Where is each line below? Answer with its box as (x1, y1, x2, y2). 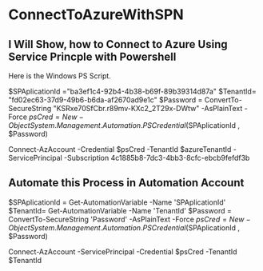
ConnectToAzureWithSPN (8, 6, 184, 24)
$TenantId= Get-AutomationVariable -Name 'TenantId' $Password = (8, 205, 232, 215)
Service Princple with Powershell (8, 50, 177, 63)
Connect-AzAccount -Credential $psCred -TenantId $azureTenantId (8, 145, 232, 153)
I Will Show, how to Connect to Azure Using (8, 38, 228, 51)
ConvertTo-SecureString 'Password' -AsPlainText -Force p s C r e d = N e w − (8, 214, 251, 224)
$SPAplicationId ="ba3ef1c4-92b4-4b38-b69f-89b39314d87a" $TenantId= (8, 86, 257, 96)
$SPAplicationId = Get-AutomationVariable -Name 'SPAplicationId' (8, 197, 226, 207)
